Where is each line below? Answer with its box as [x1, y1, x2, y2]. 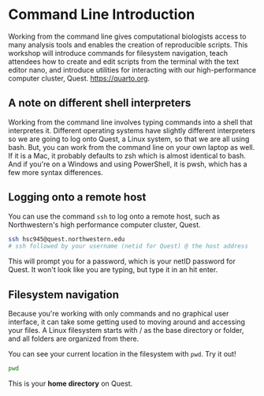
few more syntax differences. [8, 167, 104, 177]
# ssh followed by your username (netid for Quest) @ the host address [8, 242, 248, 250]
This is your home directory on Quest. [8, 379, 133, 388]
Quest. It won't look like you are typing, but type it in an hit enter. [8, 265, 218, 275]
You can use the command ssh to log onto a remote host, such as [8, 211, 221, 221]
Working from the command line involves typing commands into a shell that [8, 117, 253, 127]
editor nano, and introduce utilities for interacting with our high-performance [8, 65, 257, 74]
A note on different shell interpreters [8, 96, 191, 110]
